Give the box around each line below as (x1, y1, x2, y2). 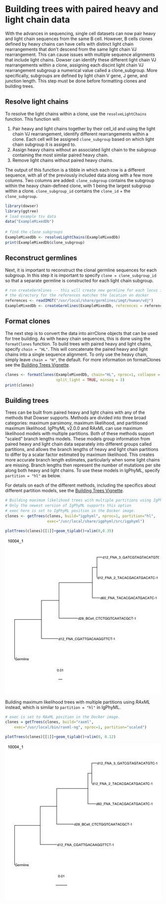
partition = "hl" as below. (5, 473, 61, 479)
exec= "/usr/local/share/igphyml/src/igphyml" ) (47, 518, 145, 524)
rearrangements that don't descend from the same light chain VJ (5, 46, 137, 52)
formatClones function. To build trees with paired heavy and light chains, (5, 341, 152, 347)
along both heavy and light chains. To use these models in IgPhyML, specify (5, 467, 160, 473)
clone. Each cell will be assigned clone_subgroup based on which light (12, 136, 155, 142)
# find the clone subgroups (5, 230, 63, 235)
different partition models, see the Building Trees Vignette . (5, 488, 124, 494)
